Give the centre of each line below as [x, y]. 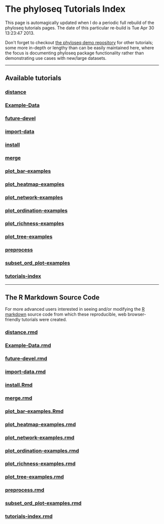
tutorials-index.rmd [29, 517]
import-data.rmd [25, 372]
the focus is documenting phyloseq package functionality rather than [74, 53]
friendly [13, 320]
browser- [137, 314]
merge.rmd [19, 398]
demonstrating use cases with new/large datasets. [56, 58]
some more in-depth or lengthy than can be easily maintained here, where [80, 48]
